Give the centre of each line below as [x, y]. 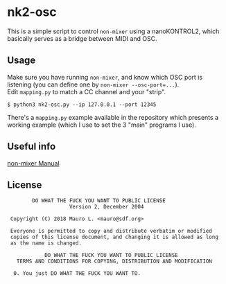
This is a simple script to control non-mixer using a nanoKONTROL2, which [113, 31]
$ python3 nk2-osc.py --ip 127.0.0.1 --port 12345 [82, 105]
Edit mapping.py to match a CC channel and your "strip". [87, 91]
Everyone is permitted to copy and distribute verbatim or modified [111, 231]
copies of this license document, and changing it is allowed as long [114, 237]
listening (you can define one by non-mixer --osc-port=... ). [93, 85]
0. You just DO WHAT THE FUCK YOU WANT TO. [77, 274]
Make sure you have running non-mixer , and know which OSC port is [105, 77]
